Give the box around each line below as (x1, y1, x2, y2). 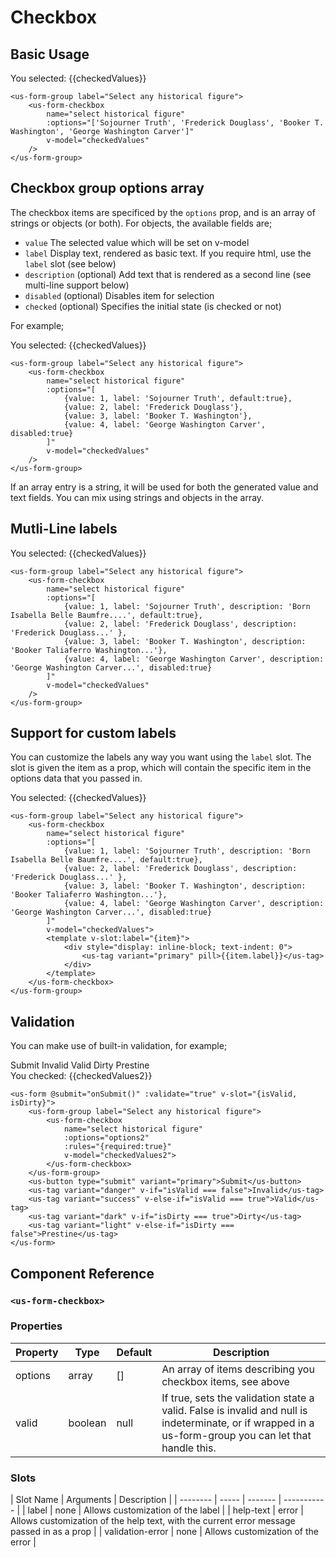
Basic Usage (10, 46, 90, 63)
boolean (68, 1416, 107, 1430)
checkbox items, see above (161, 1374, 290, 1388)
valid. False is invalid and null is (161, 1403, 308, 1417)
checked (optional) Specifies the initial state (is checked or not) (24, 300, 282, 312)
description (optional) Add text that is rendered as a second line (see (24, 268, 312, 280)
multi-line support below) (24, 279, 130, 291)
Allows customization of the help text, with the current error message (10, 1515, 296, 1527)
